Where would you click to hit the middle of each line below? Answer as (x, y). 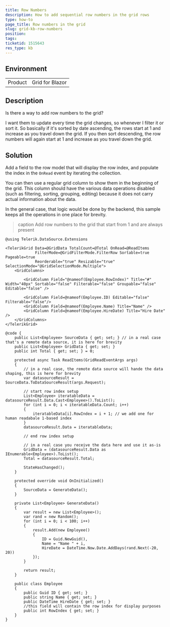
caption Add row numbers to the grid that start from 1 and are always (90, 225)
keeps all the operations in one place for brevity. (56, 215)
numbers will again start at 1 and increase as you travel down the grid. (79, 139)
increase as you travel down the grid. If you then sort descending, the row (83, 134)
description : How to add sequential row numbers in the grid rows (77, 15)
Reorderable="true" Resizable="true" (75, 262)
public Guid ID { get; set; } (56, 593)
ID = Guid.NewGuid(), (65, 539)
